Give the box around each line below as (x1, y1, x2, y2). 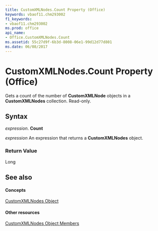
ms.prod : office (5, 26, 39, 31)
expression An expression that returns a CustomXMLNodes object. (5, 135, 143, 141)
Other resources (5, 209, 40, 215)
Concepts (5, 187, 26, 193)
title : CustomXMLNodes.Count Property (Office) (5, 7, 106, 12)
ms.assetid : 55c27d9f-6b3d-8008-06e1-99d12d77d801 (5, 40, 112, 45)
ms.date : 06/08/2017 (5, 44, 48, 49)
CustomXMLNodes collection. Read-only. (5, 98, 91, 104)
